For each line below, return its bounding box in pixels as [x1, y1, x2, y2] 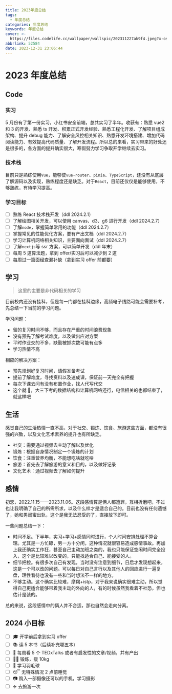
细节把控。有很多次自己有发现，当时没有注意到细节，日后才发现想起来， [12, 559, 165, 565]
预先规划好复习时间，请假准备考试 [12, 368, 85, 374]
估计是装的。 [12, 592, 40, 598]
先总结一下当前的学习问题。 [5, 305, 64, 311]
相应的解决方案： [5, 357, 41, 363]
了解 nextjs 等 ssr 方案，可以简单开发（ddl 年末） [12, 244, 116, 250]
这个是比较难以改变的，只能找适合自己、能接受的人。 [21, 553, 134, 559]
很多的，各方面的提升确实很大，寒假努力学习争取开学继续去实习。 [9, 145, 149, 151]
